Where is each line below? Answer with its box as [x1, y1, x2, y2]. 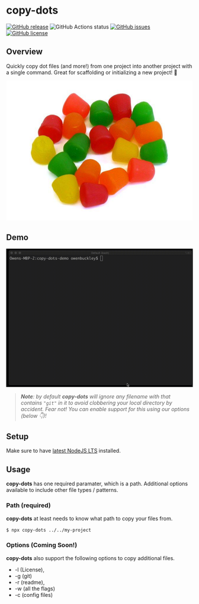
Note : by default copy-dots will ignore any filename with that [20, 393, 171, 400]
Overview [6, 47, 43, 57]
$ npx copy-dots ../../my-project [6, 527, 92, 533]
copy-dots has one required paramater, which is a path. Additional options [6, 480, 188, 487]
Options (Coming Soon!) [6, 541, 78, 549]
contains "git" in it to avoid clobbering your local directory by [20, 399, 173, 406]
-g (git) [14, 572, 33, 579]
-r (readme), [14, 578, 45, 586]
